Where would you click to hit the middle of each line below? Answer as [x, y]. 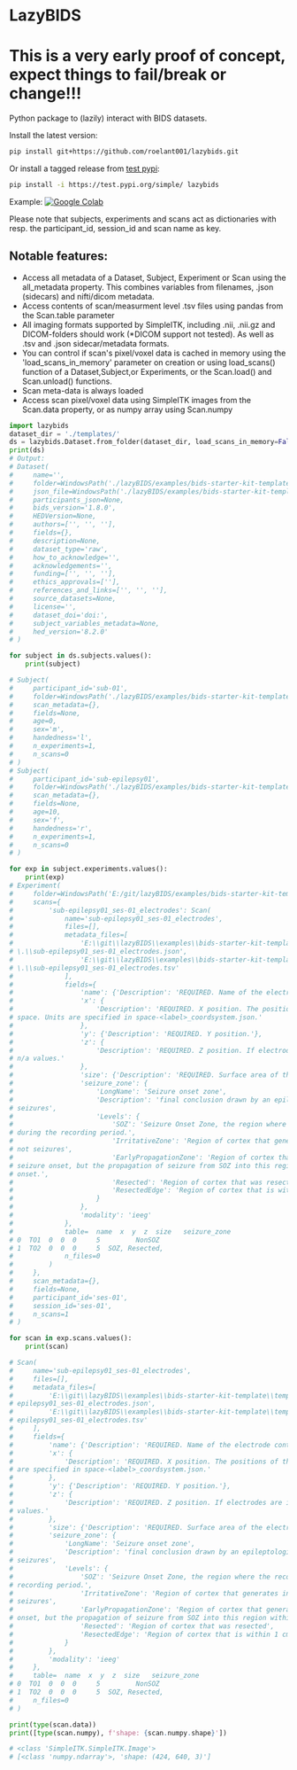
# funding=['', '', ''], [63, 574]
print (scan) [47, 1347]
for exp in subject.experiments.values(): [88, 869]
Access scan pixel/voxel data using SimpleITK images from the [137, 400]
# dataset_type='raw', [59, 549]
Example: [26, 201]
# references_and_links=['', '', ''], [88, 590]
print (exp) [45, 877]
